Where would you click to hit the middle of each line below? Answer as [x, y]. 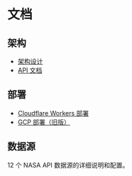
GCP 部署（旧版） [44, 122]
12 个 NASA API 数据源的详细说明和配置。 [68, 165]
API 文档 [30, 70]
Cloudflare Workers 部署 [53, 113]
